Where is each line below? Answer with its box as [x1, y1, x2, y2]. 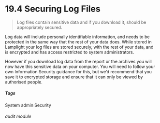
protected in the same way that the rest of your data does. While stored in [5, 39, 152, 44]
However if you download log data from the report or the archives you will [5, 58, 152, 64]
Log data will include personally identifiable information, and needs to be [5, 34, 150, 40]
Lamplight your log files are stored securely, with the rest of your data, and [5, 44, 154, 50]
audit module [5, 113, 31, 119]
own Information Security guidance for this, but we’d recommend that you [5, 68, 152, 74]
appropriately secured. [16, 24, 62, 30]
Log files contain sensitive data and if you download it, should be [16, 19, 146, 25]
